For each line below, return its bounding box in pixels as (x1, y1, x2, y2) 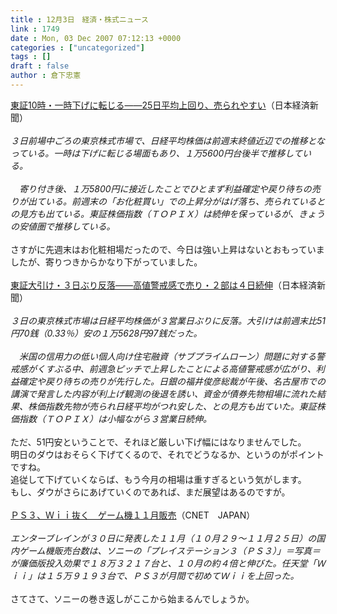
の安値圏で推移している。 (10, 220, 116, 232)
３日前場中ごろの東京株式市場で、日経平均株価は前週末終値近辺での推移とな (10, 134, 326, 146)
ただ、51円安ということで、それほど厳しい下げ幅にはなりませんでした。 (10, 436, 307, 448)
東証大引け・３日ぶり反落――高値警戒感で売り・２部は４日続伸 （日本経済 (10, 279, 317, 291)
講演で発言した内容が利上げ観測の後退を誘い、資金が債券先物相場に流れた (10, 387, 317, 400)
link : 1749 (10, 24, 60, 34)
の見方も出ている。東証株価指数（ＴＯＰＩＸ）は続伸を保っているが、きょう (10, 207, 326, 220)
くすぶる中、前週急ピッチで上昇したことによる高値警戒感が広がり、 (36, 362, 317, 375)
